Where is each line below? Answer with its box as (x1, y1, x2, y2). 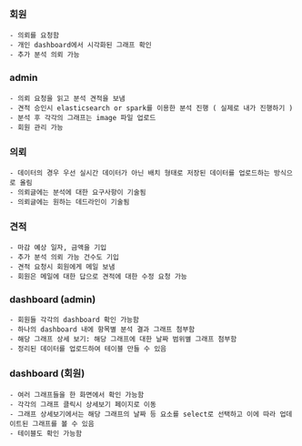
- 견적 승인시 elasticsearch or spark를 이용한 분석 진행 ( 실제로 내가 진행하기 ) (9, 103, 294, 113)
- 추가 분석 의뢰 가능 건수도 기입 (9, 253, 120, 262)
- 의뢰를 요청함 (9, 31, 60, 40)
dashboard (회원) (9, 367, 86, 380)
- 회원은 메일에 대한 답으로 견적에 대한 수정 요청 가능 (9, 272, 188, 281)
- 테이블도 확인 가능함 (9, 429, 83, 438)
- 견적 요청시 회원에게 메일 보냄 (9, 262, 116, 272)
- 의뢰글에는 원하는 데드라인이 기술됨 (9, 198, 130, 207)
